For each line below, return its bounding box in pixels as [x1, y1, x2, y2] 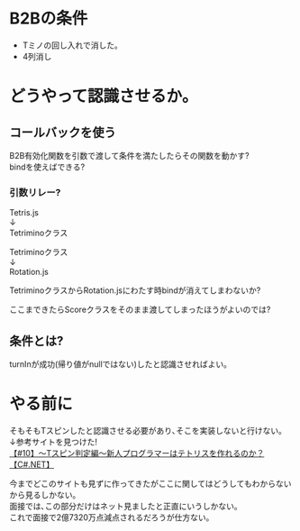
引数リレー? [9, 186, 61, 198]
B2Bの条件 [9, 8, 88, 29]
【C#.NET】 [9, 459, 55, 470]
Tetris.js [9, 207, 39, 218]
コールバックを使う [9, 124, 116, 140]
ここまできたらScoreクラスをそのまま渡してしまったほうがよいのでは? [9, 304, 271, 316]
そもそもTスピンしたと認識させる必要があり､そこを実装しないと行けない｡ [9, 425, 283, 435]
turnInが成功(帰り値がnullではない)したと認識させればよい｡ [9, 359, 228, 370]
